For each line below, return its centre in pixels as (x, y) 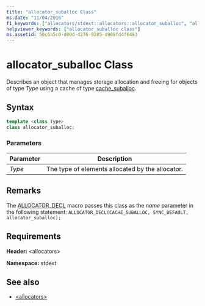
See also (23, 282)
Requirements (34, 237)
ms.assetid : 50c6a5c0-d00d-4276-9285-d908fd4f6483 (72, 35)
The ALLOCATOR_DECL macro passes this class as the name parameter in (100, 205)
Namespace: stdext (31, 263)
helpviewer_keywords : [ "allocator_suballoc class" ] (73, 29)
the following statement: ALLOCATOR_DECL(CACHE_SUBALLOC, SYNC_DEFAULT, (98, 212)
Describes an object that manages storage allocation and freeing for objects (102, 82)
